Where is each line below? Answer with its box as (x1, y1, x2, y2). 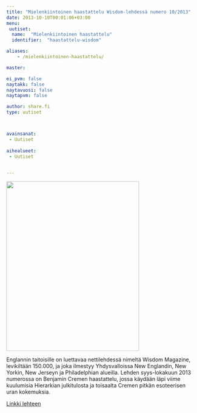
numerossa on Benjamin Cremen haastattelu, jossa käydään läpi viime (6, 375, 181, 383)
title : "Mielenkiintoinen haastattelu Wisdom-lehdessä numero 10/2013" (6, 9, 191, 15)
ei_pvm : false (6, 75, 42, 82)
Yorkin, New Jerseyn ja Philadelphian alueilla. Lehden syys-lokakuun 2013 (6, 369, 192, 377)
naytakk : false (6, 81, 45, 87)
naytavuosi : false (6, 87, 53, 93)
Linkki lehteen (6, 400, 41, 408)
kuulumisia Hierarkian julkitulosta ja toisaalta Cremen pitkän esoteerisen (6, 382, 186, 389)
